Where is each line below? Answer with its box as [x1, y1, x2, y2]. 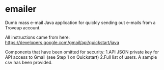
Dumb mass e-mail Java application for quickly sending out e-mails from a [5, 20, 156, 25]
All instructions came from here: [5, 34, 70, 40]
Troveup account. [5, 24, 41, 30]
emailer [5, 3, 37, 15]
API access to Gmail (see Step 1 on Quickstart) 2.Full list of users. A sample [5, 54, 157, 60]
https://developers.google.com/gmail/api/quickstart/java [5, 39, 119, 45]
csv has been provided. [5, 59, 53, 65]
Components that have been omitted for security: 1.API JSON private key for [5, 49, 159, 55]
